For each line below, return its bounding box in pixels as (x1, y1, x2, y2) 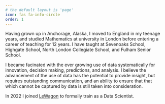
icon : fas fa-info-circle (5, 12, 60, 17)
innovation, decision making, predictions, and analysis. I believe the (5, 67, 146, 73)
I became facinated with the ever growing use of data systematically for (5, 62, 155, 68)
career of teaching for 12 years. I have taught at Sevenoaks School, (5, 41, 146, 47)
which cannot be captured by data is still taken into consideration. (5, 83, 143, 89)
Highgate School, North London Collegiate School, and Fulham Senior (5, 46, 151, 53)
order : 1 (5, 17, 24, 22)
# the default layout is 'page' (5, 7, 74, 13)
